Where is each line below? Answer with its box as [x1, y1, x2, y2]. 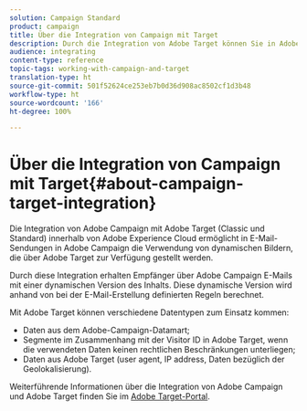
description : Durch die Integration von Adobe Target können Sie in [9, 38, 276, 48]
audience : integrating [9, 47, 96, 57]
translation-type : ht [9, 73, 92, 82]
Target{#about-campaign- [37, 174, 244, 195]
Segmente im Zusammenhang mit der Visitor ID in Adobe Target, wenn [22, 334, 289, 345]
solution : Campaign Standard [9, 13, 121, 23]
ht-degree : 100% [9, 107, 71, 116]
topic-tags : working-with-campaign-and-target [9, 65, 190, 74]
